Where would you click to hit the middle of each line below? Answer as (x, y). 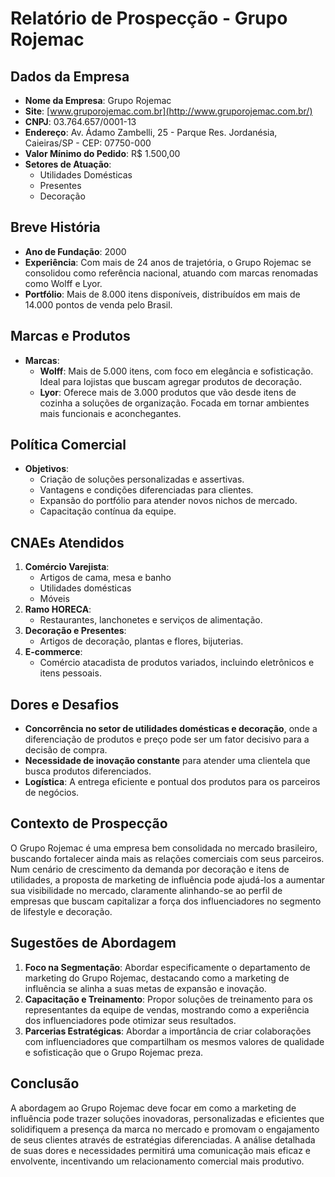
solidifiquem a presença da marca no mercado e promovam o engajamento (165, 1129)
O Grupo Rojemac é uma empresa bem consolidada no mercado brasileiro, (164, 848)
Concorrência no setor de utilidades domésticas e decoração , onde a (171, 729)
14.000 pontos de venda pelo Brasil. (98, 304)
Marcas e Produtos (70, 336)
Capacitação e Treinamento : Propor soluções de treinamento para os (168, 999)
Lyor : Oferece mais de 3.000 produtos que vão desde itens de (168, 392)
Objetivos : (47, 469)
